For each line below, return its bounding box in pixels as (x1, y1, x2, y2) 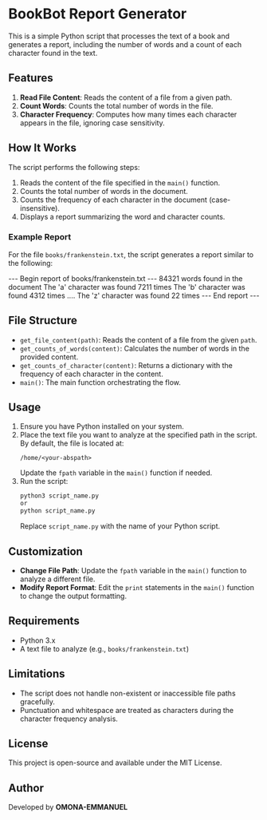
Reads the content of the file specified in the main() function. (19, 177, 221, 188)
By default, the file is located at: (19, 438, 124, 448)
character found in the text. (8, 48, 98, 57)
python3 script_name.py (19, 492, 100, 500)
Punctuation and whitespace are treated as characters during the (19, 705, 234, 715)
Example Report (8, 232, 72, 243)
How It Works (8, 141, 77, 155)
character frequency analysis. (19, 714, 118, 723)
